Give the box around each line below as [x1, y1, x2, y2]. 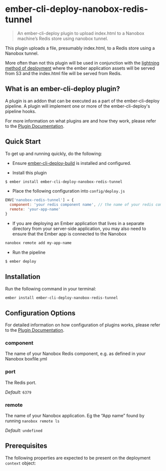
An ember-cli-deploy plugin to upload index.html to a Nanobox [17, 30, 145, 36]
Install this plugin [12, 169, 47, 176]
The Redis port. [5, 379, 37, 386]
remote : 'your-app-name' [9, 207, 61, 212]
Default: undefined [5, 428, 43, 433]
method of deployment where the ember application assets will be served [5, 65, 155, 71]
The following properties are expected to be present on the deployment [5, 455, 151, 461]
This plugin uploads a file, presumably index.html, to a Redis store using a [5, 45, 155, 51]
